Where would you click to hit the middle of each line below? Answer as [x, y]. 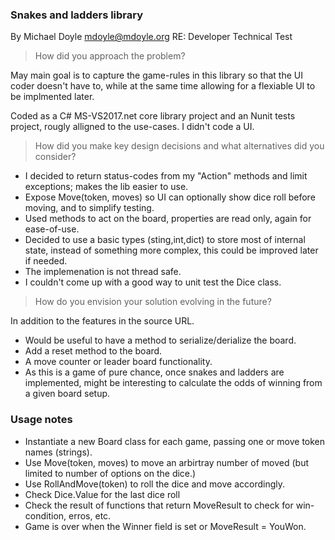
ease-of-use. [52, 229]
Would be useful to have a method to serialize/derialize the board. [160, 340]
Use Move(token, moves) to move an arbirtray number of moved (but [167, 462]
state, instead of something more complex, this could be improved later [171, 250]
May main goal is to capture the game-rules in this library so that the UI [156, 75]
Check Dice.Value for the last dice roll [102, 494]
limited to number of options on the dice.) [110, 473]
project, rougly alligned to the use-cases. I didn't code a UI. [132, 127]
